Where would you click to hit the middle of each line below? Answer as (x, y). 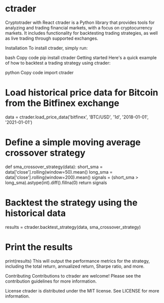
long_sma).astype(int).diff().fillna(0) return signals (56, 183)
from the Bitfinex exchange (62, 103)
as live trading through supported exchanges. (52, 38)
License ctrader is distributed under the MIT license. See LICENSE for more (82, 291)
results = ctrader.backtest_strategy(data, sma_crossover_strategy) (73, 227)
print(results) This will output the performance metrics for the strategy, (78, 261)
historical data (36, 213)
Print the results (39, 247)
